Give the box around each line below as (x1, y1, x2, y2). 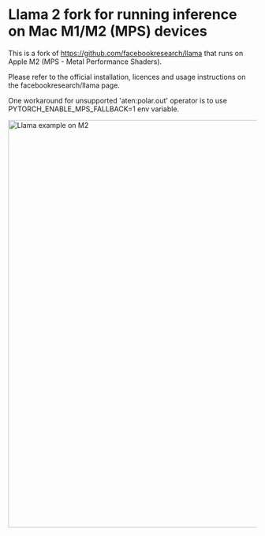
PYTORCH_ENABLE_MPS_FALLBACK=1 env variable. (8, 104, 180, 114)
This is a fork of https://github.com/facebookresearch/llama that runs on (8, 48, 244, 58)
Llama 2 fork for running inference (8, 6, 237, 24)
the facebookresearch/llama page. (8, 81, 121, 90)
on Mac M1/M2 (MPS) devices (8, 22, 207, 40)
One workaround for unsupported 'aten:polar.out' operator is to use (8, 96, 227, 105)
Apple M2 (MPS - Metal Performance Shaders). (8, 57, 162, 66)
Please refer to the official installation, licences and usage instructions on (8, 72, 246, 81)
